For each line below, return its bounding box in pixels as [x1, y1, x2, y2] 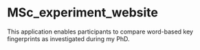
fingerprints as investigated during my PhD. [7, 34, 130, 42]
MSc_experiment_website [7, 5, 158, 21]
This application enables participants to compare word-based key [7, 27, 194, 36]
